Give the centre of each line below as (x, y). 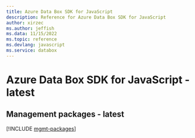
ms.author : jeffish (30, 28)
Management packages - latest (65, 115)
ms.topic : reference (32, 39)
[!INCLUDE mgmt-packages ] (41, 128)
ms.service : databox (32, 51)
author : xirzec (25, 23)
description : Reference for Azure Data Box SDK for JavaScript (86, 17)
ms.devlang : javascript (36, 45)
